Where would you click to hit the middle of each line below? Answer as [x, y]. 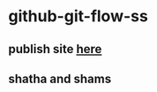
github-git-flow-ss [78, 16]
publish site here [55, 49]
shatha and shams [60, 78]
